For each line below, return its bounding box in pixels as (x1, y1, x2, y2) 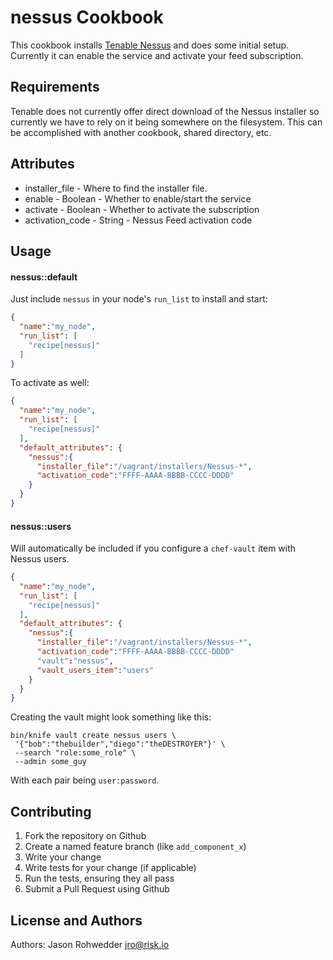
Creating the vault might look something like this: (10, 711, 212, 723)
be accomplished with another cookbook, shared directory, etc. (10, 126, 272, 138)
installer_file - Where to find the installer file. (24, 182, 208, 194)
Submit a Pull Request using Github (24, 883, 170, 895)
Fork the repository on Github (24, 830, 147, 842)
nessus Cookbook (10, 6, 164, 29)
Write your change (24, 851, 102, 863)
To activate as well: (10, 377, 90, 389)
